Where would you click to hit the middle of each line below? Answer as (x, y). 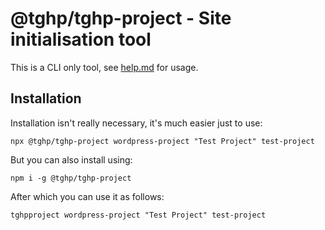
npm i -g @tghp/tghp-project (71, 178)
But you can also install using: (71, 159)
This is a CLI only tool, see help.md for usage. (104, 67)
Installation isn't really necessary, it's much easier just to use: (136, 123)
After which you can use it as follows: (87, 196)
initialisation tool (81, 39)
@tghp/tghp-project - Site (121, 18)
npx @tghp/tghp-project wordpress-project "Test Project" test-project (162, 141)
